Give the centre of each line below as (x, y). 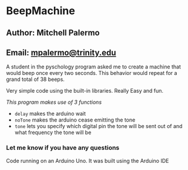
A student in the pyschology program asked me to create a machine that (93, 67)
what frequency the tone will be (53, 133)
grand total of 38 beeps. (35, 79)
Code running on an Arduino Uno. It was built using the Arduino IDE (88, 161)
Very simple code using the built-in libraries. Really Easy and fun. (85, 91)
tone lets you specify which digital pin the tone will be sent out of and (98, 126)
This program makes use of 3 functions (54, 102)
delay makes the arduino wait (50, 114)
